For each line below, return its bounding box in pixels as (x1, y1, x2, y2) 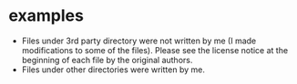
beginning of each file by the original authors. (21, 54, 193, 65)
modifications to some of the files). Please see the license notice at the (21, 44, 289, 55)
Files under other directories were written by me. (21, 64, 206, 75)
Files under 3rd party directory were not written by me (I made (21, 35, 257, 46)
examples (8, 5, 84, 26)
